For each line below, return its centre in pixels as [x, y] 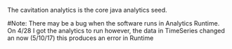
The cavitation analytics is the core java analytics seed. [87, 10]
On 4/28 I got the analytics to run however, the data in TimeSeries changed [116, 31]
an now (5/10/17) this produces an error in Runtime [80, 38]
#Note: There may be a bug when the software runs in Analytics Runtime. [114, 23]
